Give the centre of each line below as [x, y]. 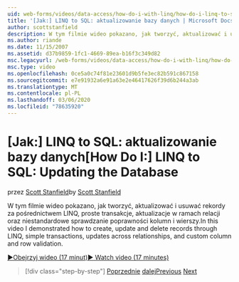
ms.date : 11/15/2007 [38, 47]
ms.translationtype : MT [43, 87]
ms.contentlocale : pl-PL [44, 93]
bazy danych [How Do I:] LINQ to [104, 157]
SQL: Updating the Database [93, 172]
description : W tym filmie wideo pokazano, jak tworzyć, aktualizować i [117, 34]
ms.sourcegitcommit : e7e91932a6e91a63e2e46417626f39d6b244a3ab [103, 80]
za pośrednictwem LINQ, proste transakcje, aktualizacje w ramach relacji [114, 213]
